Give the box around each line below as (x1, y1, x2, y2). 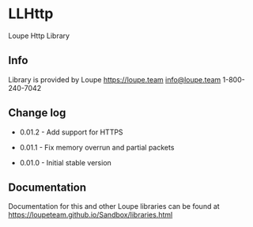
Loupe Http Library (8, 31, 70, 40)
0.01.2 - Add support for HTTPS (19, 127, 124, 137)
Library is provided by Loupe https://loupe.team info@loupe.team (8, 74, 221, 84)
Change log (8, 106, 66, 119)
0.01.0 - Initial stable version (19, 157, 112, 167)
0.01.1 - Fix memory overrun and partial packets (19, 142, 175, 152)
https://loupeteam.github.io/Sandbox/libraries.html (8, 210, 173, 220)
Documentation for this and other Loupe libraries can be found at (8, 202, 220, 211)
